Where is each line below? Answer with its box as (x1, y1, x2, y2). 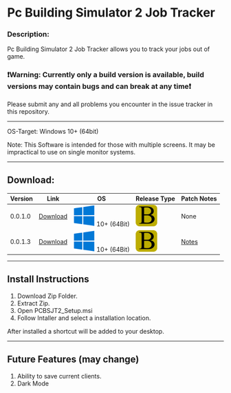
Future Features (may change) (7, 354, 140, 365)
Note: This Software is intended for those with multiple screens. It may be (7, 140, 215, 149)
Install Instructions (7, 274, 89, 285)
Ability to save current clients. (16, 372, 102, 380)
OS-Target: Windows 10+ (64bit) (7, 127, 99, 135)
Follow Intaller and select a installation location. (16, 314, 151, 322)
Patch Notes (181, 194, 217, 203)
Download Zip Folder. (16, 292, 78, 300)
